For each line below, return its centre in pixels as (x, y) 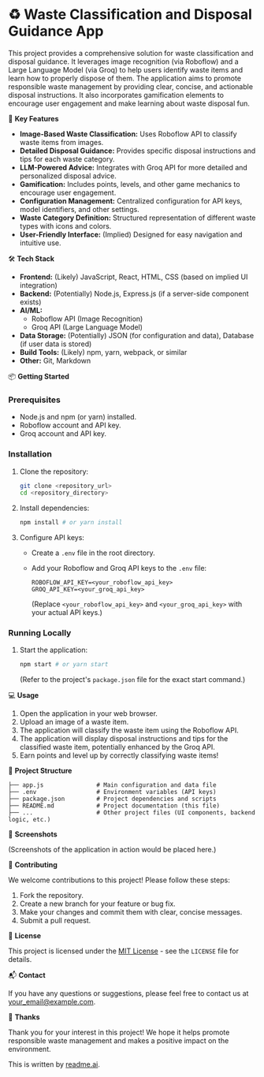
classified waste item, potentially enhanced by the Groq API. (117, 747)
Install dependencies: (54, 508)
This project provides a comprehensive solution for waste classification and (131, 53)
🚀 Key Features (33, 118)
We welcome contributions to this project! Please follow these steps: (119, 880)
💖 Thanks (24, 1017)
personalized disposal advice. (68, 176)
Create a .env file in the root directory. (93, 553)
